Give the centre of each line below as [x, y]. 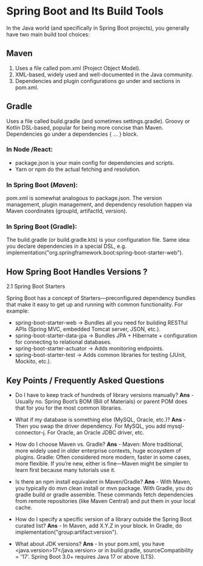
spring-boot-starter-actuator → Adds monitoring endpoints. [89, 348]
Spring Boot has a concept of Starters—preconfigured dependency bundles [101, 298]
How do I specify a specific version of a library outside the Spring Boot [103, 519]
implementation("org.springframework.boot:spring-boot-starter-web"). [95, 253]
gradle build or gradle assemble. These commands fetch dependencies [104, 494]
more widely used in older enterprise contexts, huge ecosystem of [98, 451]
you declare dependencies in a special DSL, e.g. [66, 246]
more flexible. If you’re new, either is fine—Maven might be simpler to [102, 464]
